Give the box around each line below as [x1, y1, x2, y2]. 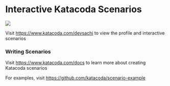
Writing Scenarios [5, 48, 51, 55]
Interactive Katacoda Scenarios [5, 4, 142, 15]
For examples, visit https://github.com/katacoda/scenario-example [5, 75, 145, 81]
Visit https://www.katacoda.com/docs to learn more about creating [5, 60, 146, 66]
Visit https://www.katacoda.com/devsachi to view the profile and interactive [5, 30, 165, 36]
